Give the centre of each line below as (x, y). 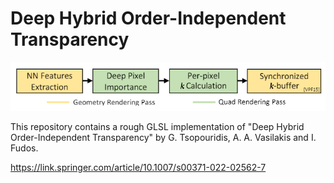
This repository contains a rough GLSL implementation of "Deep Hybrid (157, 126)
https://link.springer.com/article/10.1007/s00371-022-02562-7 (138, 167)
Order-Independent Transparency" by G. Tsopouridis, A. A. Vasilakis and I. (163, 137)
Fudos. (24, 148)
